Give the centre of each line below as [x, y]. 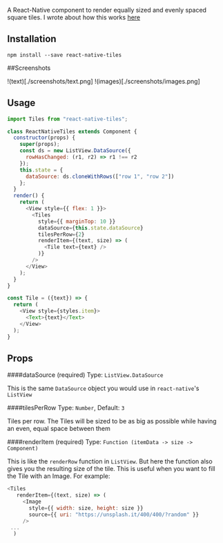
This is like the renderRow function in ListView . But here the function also [110, 461]
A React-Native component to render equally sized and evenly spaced [107, 10]
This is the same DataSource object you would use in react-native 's [103, 388]
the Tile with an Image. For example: [59, 476]
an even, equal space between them [59, 429]
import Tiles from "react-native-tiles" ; [68, 119]
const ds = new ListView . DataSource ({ [75, 151]
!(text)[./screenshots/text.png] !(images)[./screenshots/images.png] [104, 81]
